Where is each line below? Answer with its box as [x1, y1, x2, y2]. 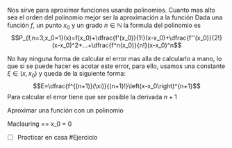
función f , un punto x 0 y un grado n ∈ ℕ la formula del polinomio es [7, 21, 201, 31]
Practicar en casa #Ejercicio [17, 133, 98, 141]
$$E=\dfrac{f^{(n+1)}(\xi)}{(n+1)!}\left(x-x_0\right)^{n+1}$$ [32, 81, 201, 90]
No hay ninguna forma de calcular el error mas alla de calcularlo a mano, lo [7, 54, 222, 63]
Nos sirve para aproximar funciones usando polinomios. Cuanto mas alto [7, 6, 215, 14]
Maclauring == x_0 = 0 [7, 120, 72, 128]
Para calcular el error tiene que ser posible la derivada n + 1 [7, 92, 177, 101]
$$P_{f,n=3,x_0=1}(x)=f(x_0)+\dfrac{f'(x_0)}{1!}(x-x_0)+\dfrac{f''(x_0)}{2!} [10, 33, 223, 42]
